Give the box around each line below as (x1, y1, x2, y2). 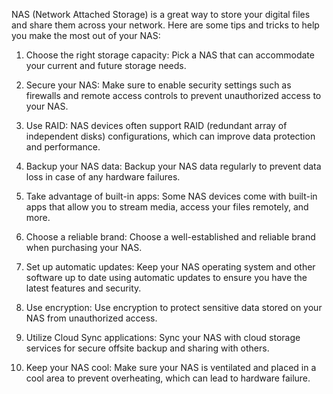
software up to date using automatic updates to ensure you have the (25, 272, 308, 283)
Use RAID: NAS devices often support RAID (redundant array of (25, 120, 288, 131)
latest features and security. (25, 282, 142, 294)
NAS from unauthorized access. (25, 312, 158, 324)
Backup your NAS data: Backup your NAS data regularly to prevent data (25, 160, 322, 172)
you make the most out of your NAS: (11, 30, 161, 41)
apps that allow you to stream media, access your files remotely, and (25, 201, 309, 213)
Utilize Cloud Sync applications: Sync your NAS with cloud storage (25, 332, 301, 343)
